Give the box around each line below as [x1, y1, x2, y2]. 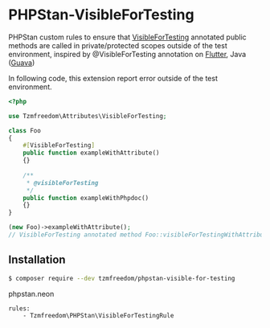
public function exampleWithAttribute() [22, 149, 160, 158]
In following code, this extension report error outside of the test [8, 73, 219, 83]
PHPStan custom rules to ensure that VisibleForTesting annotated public [8, 32, 247, 42]
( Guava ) [8, 58, 35, 68]
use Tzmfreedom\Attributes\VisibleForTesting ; [8, 112, 167, 120]
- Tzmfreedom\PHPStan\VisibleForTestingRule [22, 311, 174, 319]
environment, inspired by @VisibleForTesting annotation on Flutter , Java [8, 49, 247, 59]
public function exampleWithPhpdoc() [22, 194, 149, 202]
